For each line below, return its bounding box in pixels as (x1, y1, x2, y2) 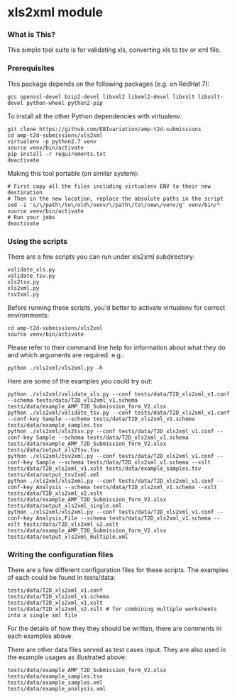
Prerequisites (7, 63, 55, 73)
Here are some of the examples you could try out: (7, 377, 153, 386)
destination (7, 189, 43, 196)
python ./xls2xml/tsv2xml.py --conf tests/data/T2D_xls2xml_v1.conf (7, 453, 214, 460)
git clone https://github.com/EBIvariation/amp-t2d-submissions (7, 125, 202, 133)
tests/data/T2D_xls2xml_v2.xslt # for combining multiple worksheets (7, 605, 218, 613)
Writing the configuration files (7, 550, 114, 559)
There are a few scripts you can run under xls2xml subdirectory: (7, 252, 195, 261)
